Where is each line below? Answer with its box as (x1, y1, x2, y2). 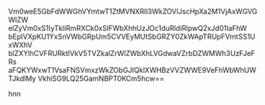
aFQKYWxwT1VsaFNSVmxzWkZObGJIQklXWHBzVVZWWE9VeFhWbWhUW (8, 66, 256, 74)
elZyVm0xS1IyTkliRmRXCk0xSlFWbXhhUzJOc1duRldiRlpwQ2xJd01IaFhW (8, 24, 248, 32)
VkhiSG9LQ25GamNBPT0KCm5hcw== (37, 74, 165, 83)
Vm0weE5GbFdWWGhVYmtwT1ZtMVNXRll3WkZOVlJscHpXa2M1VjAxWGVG (8, 7, 258, 16)
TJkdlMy (8, 74, 36, 83)
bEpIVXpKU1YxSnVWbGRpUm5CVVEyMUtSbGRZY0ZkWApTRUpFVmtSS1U (8, 32, 255, 41)
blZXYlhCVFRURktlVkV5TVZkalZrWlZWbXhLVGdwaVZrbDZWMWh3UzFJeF (8, 49, 255, 58)
